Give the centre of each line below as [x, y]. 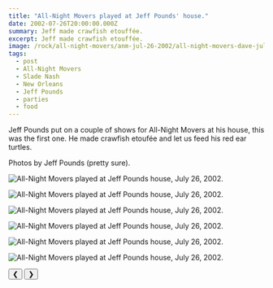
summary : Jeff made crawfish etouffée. [76, 31]
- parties [32, 99]
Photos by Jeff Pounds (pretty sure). [69, 163]
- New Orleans [39, 84]
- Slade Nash [38, 76]
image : [19, 46]
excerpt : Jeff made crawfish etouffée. [76, 39]
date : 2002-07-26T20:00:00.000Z [63, 24]
